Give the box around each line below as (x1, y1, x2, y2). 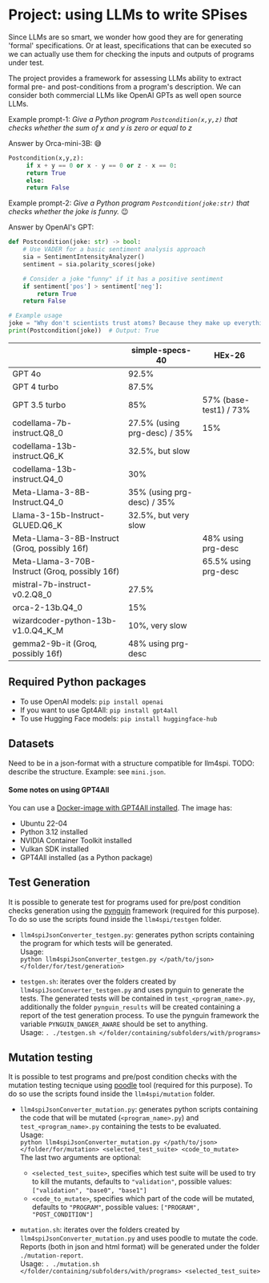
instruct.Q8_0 (12, 427, 64, 438)
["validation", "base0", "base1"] (31, 1187, 147, 1195)
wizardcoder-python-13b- (12, 615, 118, 626)
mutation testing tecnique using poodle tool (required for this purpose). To (8, 1081, 253, 1090)
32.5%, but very (127, 510, 190, 521)
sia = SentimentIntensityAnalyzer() (22, 253, 146, 262)
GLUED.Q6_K (12, 519, 62, 530)
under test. (8, 58, 45, 67)
